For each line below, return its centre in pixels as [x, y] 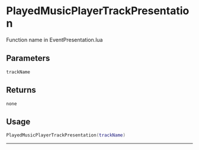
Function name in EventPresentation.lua [54, 40]
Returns [21, 90]
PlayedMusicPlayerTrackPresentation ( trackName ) [66, 135]
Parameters [28, 58]
